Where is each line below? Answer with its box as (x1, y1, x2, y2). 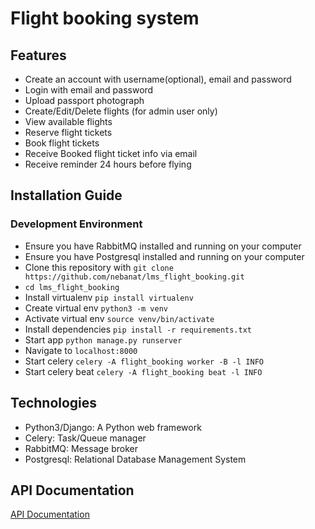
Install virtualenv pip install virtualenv (24, 291, 194, 303)
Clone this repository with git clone (24, 261, 174, 273)
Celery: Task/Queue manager (24, 432, 147, 444)
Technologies (10, 395, 98, 412)
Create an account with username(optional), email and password (24, 73, 292, 85)
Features (10, 47, 67, 64)
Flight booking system (10, 7, 200, 30)
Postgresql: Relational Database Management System (24, 453, 247, 465)
